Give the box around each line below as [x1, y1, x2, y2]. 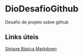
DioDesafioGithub [5, 3, 79, 14]
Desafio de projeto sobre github [5, 19, 69, 25]
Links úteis [5, 33, 39, 41]
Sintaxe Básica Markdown [5, 45, 57, 51]
